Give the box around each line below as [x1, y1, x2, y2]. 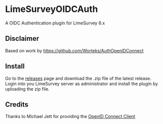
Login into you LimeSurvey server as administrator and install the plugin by [5, 81, 158, 87]
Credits [5, 100, 29, 109]
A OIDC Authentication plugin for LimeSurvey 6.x [5, 20, 105, 26]
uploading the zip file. [5, 86, 50, 92]
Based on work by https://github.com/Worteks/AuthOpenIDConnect [5, 47, 144, 53]
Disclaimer [5, 34, 39, 43]
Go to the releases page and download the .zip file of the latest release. [5, 75, 152, 81]
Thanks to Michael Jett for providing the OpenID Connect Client [5, 114, 136, 120]
